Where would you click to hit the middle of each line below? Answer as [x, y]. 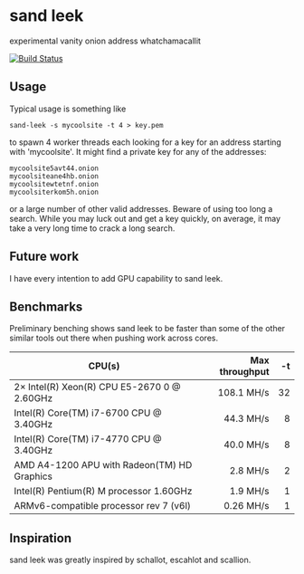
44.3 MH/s [246, 419]
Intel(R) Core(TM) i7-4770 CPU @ [88, 439]
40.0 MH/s [246, 445]
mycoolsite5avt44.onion [54, 168]
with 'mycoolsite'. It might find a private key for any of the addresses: [138, 151]
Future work [44, 257]
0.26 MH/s [246, 506]
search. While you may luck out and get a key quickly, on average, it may [145, 218]
